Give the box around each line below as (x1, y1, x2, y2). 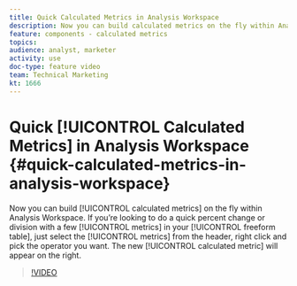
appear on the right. (9, 250, 82, 260)
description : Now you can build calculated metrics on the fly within (9, 21, 275, 30)
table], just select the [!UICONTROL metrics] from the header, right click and (9, 231, 287, 242)
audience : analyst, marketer (9, 46, 117, 55)
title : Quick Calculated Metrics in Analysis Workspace (9, 12, 219, 22)
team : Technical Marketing (9, 71, 109, 80)
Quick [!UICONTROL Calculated (9, 117, 245, 137)
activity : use (9, 54, 62, 63)
